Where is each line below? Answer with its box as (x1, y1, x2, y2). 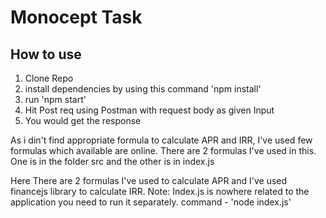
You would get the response (24, 115, 142, 126)
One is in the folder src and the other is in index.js (10, 156, 215, 167)
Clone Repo (24, 72, 74, 84)
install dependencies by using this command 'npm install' (24, 83, 262, 95)
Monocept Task (10, 6, 143, 29)
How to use (10, 46, 82, 63)
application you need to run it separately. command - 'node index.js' (10, 196, 292, 208)
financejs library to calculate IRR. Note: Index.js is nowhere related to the (10, 186, 310, 197)
